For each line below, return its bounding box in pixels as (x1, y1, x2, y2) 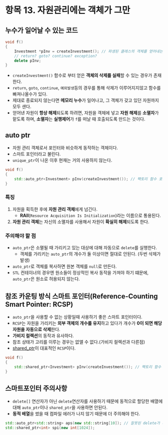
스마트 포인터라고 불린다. (12, 151, 61, 157)
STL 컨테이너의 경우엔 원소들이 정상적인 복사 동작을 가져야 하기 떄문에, (12, 270, 149, 276)
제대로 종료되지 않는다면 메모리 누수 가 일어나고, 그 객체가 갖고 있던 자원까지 (12, 97, 159, 103)
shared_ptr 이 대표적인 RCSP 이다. (12, 345, 76, 351)
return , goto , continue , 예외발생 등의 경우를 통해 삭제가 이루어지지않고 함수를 (12, 85, 161, 91)
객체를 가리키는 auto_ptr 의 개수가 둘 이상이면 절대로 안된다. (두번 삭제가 (19, 251, 161, 257)
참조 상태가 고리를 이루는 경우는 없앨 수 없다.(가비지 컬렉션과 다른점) (12, 339, 145, 345)
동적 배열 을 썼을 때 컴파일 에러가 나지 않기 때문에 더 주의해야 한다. (12, 411, 140, 417)
